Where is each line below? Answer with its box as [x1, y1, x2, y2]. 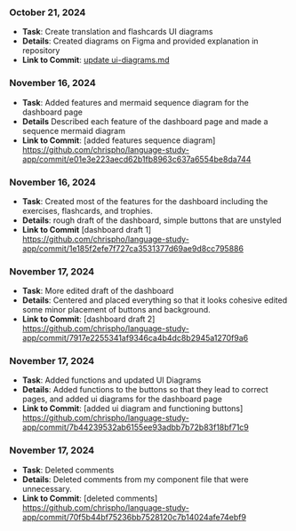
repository [21, 45, 60, 56]
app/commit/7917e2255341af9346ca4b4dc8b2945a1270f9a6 [21, 333, 249, 344]
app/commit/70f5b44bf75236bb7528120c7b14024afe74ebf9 [21, 511, 247, 522]
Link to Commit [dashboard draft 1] [21, 224, 152, 234]
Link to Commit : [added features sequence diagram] [21, 135, 216, 146]
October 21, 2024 [9, 6, 86, 19]
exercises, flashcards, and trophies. [21, 205, 154, 216]
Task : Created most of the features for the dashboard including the [21, 195, 268, 206]
